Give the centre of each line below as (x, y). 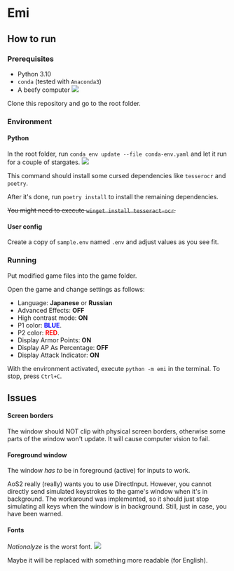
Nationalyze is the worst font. (50, 546)
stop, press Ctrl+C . (35, 376)
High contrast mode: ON (53, 318)
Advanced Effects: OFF (51, 310)
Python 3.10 (34, 74)
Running (22, 260)
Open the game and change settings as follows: (76, 289)
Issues (22, 398)
